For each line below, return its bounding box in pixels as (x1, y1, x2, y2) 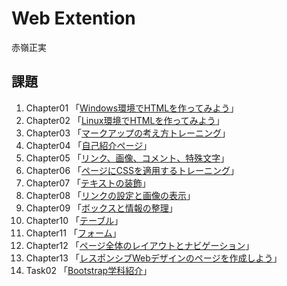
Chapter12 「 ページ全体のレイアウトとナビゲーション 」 (25, 239, 255, 251)
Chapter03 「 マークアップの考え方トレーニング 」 (25, 127, 231, 139)
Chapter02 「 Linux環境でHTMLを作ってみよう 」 (25, 114, 225, 126)
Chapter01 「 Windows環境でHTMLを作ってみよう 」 (25, 102, 239, 114)
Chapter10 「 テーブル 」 (25, 214, 124, 226)
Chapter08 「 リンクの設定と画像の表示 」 (25, 189, 196, 201)
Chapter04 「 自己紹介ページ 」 (25, 139, 153, 151)
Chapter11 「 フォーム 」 (25, 227, 122, 239)
